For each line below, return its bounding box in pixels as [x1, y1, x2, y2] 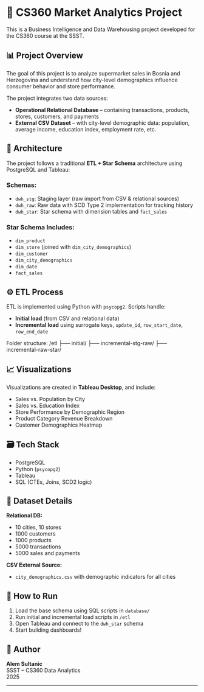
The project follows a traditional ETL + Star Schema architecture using [6, 159, 183, 167]
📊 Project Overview [6, 51, 83, 61]
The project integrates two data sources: [6, 94, 108, 102]
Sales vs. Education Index [15, 402, 80, 409]
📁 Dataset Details [6, 495, 73, 506]
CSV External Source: [6, 561, 63, 568]
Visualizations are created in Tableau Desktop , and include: [6, 383, 156, 391]
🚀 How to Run [6, 590, 58, 601]
